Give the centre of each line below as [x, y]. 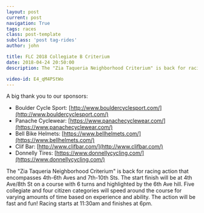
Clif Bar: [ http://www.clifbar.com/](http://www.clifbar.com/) [89, 147]
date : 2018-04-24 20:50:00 [40, 62]
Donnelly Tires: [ [36, 153]
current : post [24, 18]
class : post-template [34, 35]
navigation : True [28, 23]
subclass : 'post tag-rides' [42, 40]
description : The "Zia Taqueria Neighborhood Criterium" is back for [96, 68]
